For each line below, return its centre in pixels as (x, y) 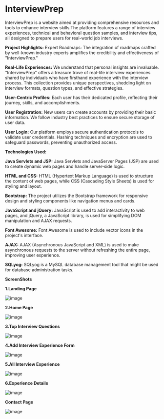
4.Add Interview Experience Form (40, 345)
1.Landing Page (21, 288)
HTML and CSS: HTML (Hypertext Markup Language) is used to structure (79, 176)
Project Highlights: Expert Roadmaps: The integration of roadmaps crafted (81, 47)
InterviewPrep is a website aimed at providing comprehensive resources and (82, 22)
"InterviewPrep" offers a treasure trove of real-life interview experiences (78, 72)
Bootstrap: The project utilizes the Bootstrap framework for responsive (76, 196)
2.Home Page (19, 307)
